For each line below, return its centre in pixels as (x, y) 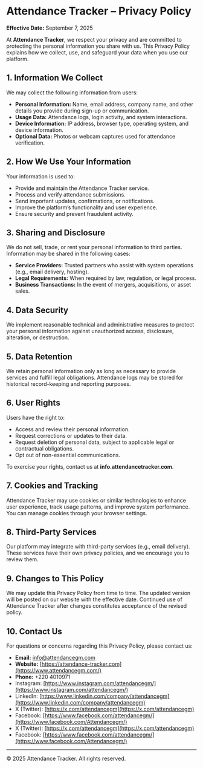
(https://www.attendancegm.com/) (58, 671)
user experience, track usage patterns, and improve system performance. (98, 507)
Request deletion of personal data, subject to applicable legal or (95, 442)
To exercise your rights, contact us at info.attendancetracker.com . (90, 466)
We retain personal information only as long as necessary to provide (91, 371)
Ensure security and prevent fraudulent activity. (74, 213)
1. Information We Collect (55, 78)
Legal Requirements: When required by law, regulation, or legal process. (106, 278)
